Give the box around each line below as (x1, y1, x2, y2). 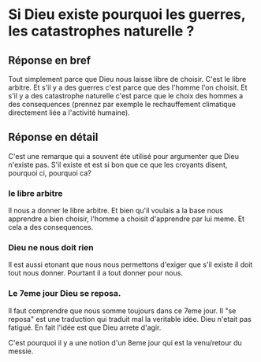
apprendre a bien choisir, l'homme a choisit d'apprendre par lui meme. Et (8, 214, 245, 223)
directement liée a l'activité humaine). (8, 108, 130, 117)
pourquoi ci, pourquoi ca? (8, 168, 92, 178)
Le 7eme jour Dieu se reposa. (8, 288, 121, 299)
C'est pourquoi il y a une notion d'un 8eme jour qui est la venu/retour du (8, 338, 242, 347)
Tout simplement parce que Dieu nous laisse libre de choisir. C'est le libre (8, 75, 247, 83)
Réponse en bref (8, 54, 91, 67)
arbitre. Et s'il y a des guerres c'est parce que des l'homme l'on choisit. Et (8, 83, 248, 92)
